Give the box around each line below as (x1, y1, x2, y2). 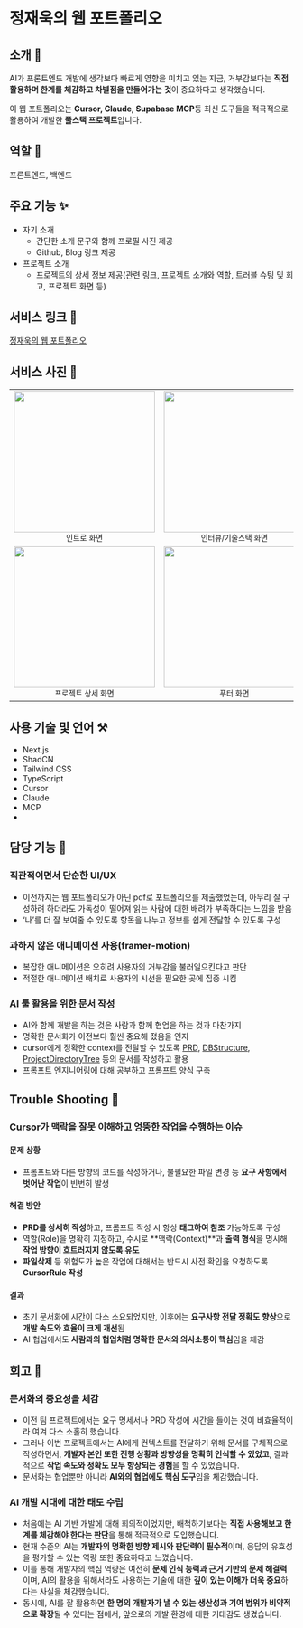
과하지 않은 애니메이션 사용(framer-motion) (9, 939, 191, 951)
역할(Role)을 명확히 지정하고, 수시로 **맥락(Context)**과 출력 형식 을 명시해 (22, 1234, 288, 1245)
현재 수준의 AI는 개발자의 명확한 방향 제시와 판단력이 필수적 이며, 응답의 (22, 1541, 269, 1552)
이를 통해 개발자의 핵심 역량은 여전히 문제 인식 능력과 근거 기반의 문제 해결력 (22, 1564, 288, 1575)
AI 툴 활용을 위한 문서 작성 (9, 997, 115, 1009)
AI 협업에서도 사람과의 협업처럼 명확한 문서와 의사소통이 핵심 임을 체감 (22, 1334, 265, 1345)
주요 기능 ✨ (9, 198, 69, 213)
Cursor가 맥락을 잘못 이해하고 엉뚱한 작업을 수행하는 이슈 (9, 1121, 243, 1133)
